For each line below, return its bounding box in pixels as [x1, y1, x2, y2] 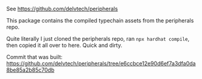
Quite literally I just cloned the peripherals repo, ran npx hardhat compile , [6, 35, 190, 42]
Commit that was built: [6, 53, 63, 60]
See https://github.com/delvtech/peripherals [6, 5, 118, 12]
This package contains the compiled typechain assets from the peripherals [6, 17, 194, 24]
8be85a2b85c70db [6, 66, 55, 74]
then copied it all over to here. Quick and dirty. [6, 42, 123, 49]
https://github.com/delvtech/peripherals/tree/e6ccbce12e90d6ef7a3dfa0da [6, 60, 196, 67]
